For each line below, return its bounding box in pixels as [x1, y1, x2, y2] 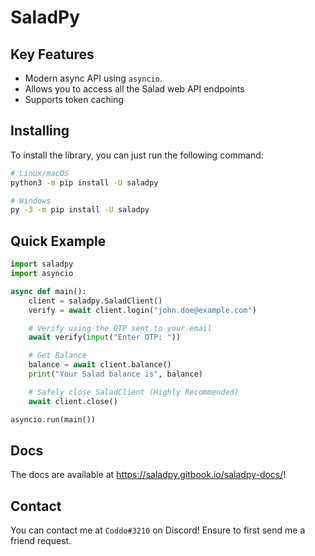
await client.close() [28, 396, 118, 406]
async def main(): [10, 286, 87, 296]
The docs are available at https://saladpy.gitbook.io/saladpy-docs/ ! [10, 469, 287, 481]
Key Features [10, 46, 95, 63]
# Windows [10, 196, 52, 206]
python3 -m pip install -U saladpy [10, 177, 159, 188]
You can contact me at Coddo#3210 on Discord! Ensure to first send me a [10, 524, 306, 536]
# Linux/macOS [10, 168, 70, 178]
